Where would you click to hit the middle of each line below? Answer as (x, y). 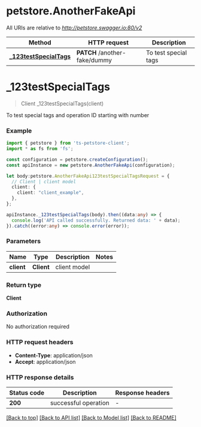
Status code (27, 393)
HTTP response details (40, 377)
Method (40, 42)
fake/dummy (95, 60)
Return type (24, 285)
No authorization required (38, 327)
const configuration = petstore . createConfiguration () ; (77, 159)
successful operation (80, 403)
